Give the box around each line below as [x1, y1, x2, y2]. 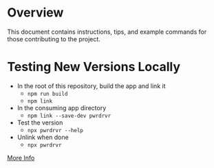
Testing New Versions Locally [7, 59, 181, 75]
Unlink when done [17, 133, 69, 141]
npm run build [27, 90, 68, 97]
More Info [7, 154, 35, 162]
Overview [7, 5, 64, 21]
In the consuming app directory [17, 103, 107, 112]
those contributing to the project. [7, 34, 101, 43]
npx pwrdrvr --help [27, 127, 84, 134]
